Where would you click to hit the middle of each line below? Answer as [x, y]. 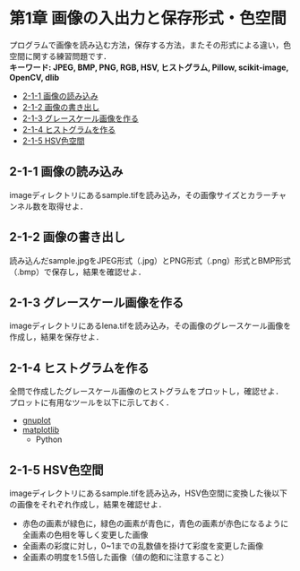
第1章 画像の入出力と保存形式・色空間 [148, 18]
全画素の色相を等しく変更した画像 [85, 535]
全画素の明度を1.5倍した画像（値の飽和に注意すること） [125, 557]
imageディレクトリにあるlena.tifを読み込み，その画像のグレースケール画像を [150, 326]
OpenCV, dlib [34, 77]
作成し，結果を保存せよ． [56, 337]
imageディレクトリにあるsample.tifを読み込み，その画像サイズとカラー [140, 195]
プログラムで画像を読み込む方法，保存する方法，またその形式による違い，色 [150, 45]
